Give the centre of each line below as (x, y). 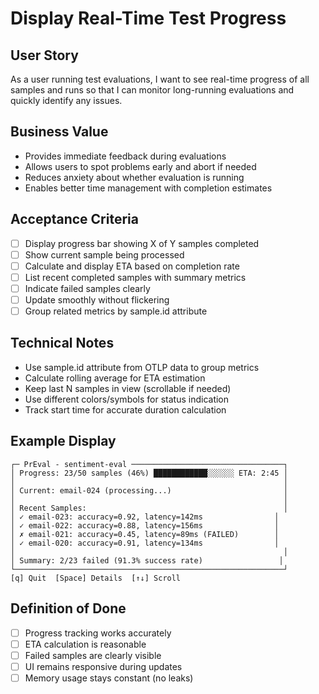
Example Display (63, 441)
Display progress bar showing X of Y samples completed (142, 243)
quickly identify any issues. (66, 100)
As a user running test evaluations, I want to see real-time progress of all (160, 79)
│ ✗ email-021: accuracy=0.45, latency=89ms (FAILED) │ (145, 534)
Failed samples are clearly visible (93, 655)
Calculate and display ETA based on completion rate (132, 266)
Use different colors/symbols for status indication (127, 399)
